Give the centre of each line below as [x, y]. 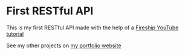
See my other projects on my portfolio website [64, 45]
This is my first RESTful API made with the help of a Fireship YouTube [92, 27]
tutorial [15, 33]
